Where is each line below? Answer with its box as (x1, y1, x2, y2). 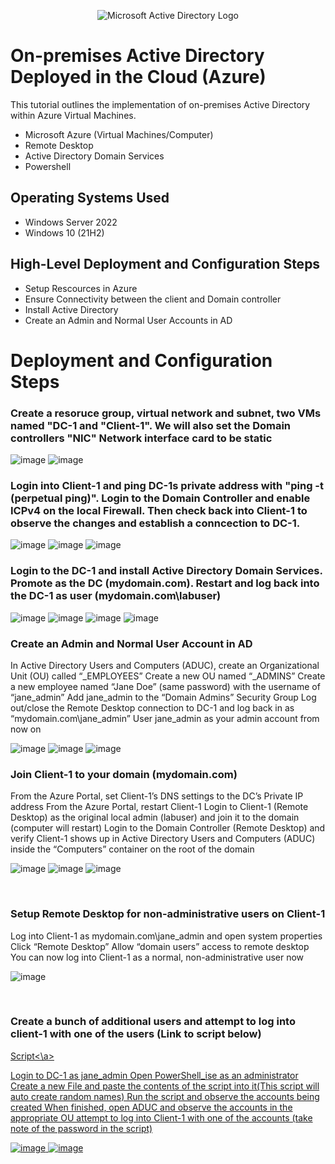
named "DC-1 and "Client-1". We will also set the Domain (10, 418, 292, 432)
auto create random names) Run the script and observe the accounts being (10, 1090, 320, 1102)
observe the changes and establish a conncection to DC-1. (10, 516, 301, 530)
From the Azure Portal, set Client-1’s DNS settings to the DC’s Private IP (10, 790, 304, 802)
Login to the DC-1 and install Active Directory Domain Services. (10, 564, 323, 578)
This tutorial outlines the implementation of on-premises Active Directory (10, 98, 311, 110)
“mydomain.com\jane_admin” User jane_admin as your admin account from (10, 712, 320, 724)
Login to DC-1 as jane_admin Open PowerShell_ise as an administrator (10, 1069, 299, 1081)
